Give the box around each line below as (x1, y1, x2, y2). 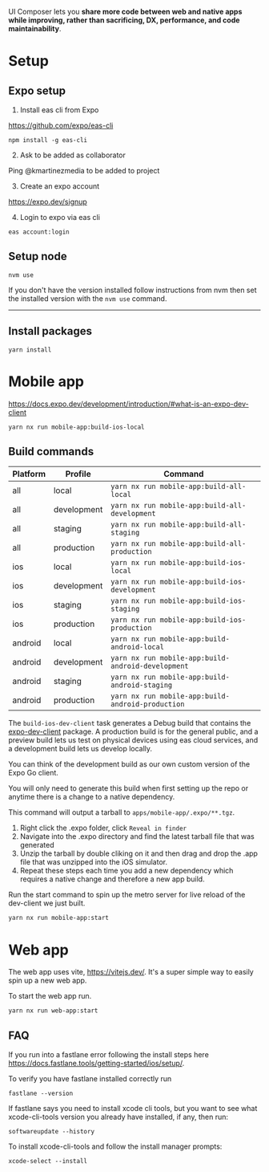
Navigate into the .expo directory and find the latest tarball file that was (19, 832, 255, 841)
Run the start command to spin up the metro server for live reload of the (8, 890, 246, 900)
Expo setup (8, 83, 66, 97)
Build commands (8, 445, 94, 458)
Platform (12, 469, 46, 480)
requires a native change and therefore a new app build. (19, 874, 206, 884)
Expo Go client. (8, 768, 58, 778)
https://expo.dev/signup (8, 197, 88, 206)
